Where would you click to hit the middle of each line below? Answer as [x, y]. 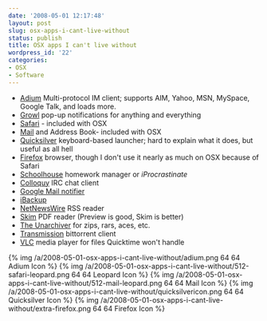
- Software [26, 75]
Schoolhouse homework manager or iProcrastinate [104, 174]
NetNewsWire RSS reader [62, 208]
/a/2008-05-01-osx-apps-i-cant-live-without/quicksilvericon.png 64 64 [126, 291]
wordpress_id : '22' [41, 53]
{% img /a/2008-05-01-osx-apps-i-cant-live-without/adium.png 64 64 [124, 257]
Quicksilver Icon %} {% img [54, 299]
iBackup [33, 200]
